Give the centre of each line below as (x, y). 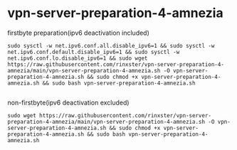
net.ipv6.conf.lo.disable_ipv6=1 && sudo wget (78, 58)
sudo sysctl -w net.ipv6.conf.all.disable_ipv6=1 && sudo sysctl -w (111, 45)
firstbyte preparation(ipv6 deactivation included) (78, 33)
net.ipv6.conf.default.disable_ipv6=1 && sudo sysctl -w (94, 52)
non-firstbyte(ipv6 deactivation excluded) (68, 102)
